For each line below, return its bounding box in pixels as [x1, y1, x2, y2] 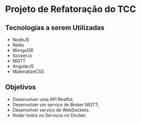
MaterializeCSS [12, 68, 44, 74]
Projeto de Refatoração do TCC [5, 3, 136, 15]
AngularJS [12, 63, 34, 69]
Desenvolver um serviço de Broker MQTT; [12, 101, 99, 107]
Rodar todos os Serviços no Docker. [12, 112, 87, 118]
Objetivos [5, 83, 36, 91]
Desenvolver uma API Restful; [12, 96, 74, 102]
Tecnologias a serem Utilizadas [5, 23, 105, 32]
